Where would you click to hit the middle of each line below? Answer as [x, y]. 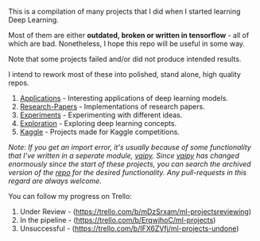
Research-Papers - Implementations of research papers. [112, 107]
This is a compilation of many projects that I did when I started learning [124, 11]
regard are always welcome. [55, 181]
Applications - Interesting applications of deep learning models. [124, 98]
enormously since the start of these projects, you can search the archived [130, 164]
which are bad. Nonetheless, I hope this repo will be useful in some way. [126, 44]
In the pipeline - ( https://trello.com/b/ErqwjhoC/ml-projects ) [118, 220]
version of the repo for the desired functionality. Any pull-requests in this [128, 172]
